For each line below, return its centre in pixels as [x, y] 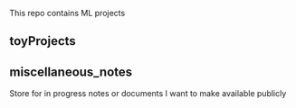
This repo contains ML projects [67, 13]
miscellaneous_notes [71, 72]
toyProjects [43, 41]
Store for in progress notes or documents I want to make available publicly [148, 94]
